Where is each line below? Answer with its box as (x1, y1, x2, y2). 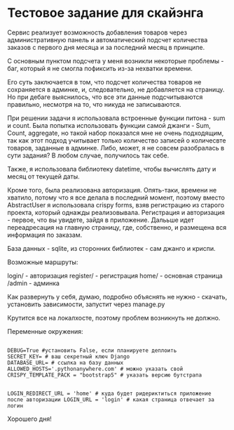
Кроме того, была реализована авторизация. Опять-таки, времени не (7, 185, 217, 194)
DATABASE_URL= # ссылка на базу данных (7, 359, 124, 366)
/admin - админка (7, 279, 60, 287)
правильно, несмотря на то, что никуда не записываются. (7, 100, 181, 108)
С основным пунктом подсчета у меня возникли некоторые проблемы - (7, 56, 224, 65)
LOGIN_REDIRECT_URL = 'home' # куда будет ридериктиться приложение (7, 390, 212, 397)
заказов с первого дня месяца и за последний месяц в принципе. (7, 43, 205, 51)
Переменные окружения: (7, 327, 83, 335)
